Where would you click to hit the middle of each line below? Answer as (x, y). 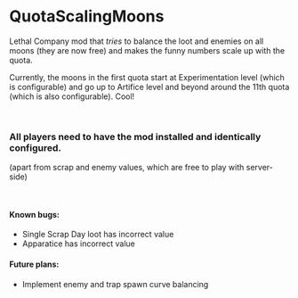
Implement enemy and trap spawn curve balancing (115, 284)
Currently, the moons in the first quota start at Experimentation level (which (147, 77)
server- (259, 168)
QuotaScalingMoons (87, 17)
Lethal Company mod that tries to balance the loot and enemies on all (137, 41)
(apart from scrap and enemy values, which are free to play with (127, 168)
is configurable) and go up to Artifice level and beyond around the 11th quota (149, 87)
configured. (36, 147)
